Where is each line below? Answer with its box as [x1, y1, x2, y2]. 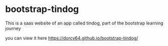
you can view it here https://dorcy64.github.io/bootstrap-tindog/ [5, 35, 138, 41]
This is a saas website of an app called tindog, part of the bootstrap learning [5, 20, 163, 26]
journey [5, 25, 21, 31]
